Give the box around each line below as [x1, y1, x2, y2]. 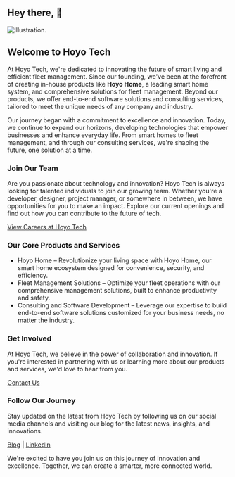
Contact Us [7, 378, 40, 387]
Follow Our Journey [7, 395, 76, 405]
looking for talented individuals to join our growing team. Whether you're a [7, 186, 223, 195]
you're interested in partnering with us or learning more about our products [7, 357, 225, 366]
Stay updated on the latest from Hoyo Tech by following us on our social [7, 412, 217, 420]
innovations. [7, 426, 43, 435]
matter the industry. [17, 316, 75, 324]
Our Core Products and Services [7, 240, 120, 250]
